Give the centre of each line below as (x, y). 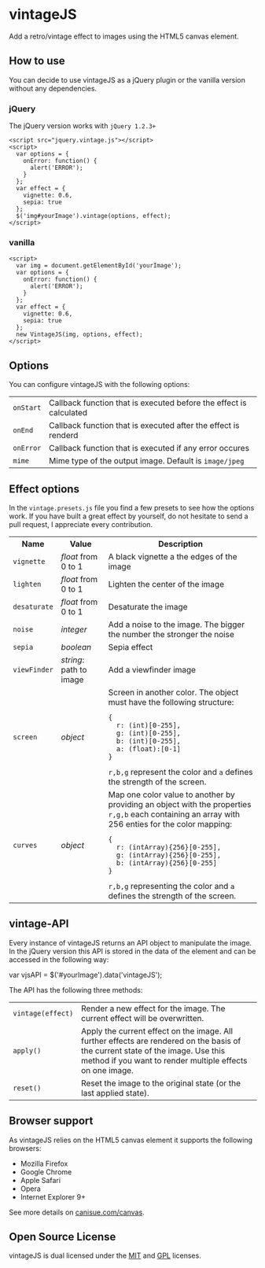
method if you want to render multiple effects (164, 1060)
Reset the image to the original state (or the (160, 1083)
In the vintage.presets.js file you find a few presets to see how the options (132, 507)
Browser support (51, 1121)
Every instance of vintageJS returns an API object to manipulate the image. (131, 942)
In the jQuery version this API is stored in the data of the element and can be (132, 951)
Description (180, 544)
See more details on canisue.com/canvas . (77, 1212)
